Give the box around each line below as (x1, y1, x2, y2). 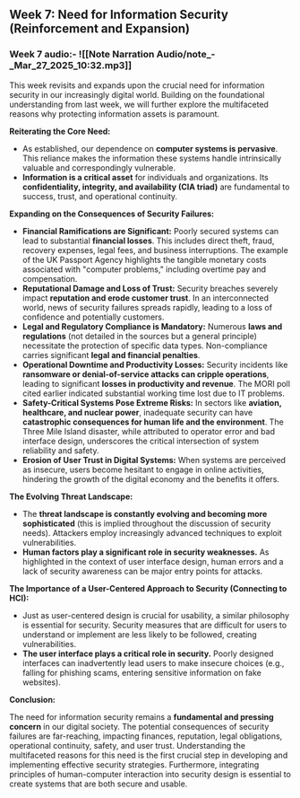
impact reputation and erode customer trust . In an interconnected (21, 292, 270, 303)
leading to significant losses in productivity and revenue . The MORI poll (21, 378, 291, 389)
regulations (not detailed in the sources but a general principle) (21, 330, 258, 341)
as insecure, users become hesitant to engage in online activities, (21, 464, 264, 475)
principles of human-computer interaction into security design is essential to (9, 768, 291, 779)
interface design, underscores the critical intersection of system (21, 435, 260, 446)
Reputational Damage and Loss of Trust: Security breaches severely (21, 283, 279, 294)
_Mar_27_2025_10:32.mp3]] (9, 59, 133, 72)
